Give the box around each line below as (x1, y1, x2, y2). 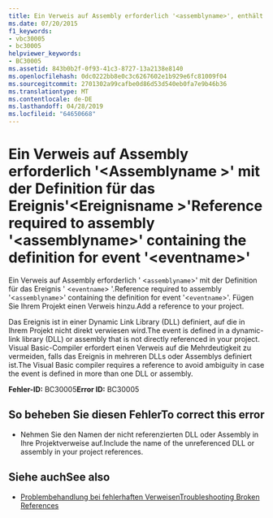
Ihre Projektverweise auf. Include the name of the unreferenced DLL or (19, 438, 255, 447)
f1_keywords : (8, 27, 53, 35)
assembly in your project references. (19, 447, 144, 456)
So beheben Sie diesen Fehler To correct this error (8, 408, 265, 422)
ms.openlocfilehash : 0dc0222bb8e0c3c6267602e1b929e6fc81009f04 (8, 72, 227, 80)
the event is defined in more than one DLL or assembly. (8, 369, 193, 378)
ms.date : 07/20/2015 (8, 19, 79, 28)
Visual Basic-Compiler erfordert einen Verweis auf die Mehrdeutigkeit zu (8, 343, 252, 352)
